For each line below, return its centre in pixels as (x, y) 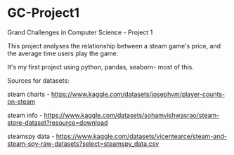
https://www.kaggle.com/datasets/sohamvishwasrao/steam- (132, 115)
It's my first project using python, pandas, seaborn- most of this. (101, 67)
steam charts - (29, 94)
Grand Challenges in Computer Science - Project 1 (80, 32)
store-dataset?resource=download (58, 122)
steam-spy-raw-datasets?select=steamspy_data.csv (83, 143)
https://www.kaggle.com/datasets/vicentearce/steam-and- (141, 136)
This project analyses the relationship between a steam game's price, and (114, 46)
